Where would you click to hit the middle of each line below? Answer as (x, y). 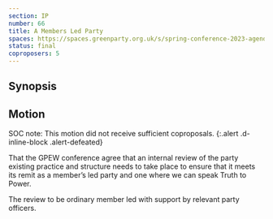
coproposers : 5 (34, 54)
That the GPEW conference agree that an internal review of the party (123, 158)
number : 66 (27, 24)
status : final (32, 46)
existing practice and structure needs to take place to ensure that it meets (132, 166)
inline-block (28, 142)
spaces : (22, 39)
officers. (22, 208)
